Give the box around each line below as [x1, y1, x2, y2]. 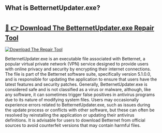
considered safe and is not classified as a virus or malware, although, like [5, 87, 151, 92]
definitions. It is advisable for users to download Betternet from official [5, 118, 146, 123]
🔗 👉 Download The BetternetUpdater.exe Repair [5, 24, 155, 32]
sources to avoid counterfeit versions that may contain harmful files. [5, 122, 141, 128]
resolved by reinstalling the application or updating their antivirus [5, 112, 134, 118]
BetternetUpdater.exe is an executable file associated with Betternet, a [5, 56, 146, 62]
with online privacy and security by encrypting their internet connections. [5, 66, 151, 72]
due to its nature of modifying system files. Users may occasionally [5, 97, 139, 103]
